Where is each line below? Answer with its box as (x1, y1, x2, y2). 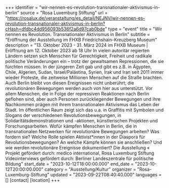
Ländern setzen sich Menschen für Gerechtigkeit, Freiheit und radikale (5, 53, 152, 59)
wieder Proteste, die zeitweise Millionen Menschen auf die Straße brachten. (5, 75, 163, 80)
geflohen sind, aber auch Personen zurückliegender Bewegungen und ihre (5, 96, 161, 102)
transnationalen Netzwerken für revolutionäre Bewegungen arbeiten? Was (5, 129, 159, 134)
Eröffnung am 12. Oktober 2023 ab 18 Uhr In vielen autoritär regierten (5, 48, 150, 53)
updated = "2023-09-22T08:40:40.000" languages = (50, 172, 162, 177)
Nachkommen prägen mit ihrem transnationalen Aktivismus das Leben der (5, 102, 160, 107)
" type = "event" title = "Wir (104, 26, 162, 32)
